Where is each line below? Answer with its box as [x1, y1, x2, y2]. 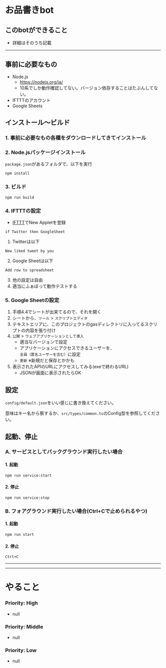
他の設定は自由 [12, 277, 43, 283]
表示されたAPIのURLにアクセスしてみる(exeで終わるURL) [12, 364, 129, 370]
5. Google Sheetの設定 [5, 296, 59, 303]
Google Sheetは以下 [12, 258, 53, 264]
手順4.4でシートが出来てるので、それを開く [12, 309, 101, 315]
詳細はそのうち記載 [12, 40, 52, 46]
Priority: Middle [5, 623, 43, 630]
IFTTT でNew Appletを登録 [12, 220, 66, 226]
